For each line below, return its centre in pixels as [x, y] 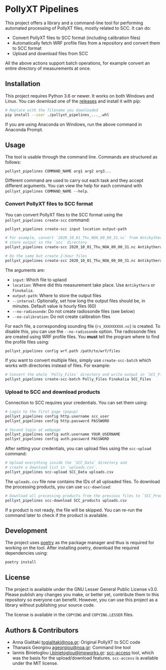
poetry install [21, 562]
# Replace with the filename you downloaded [52, 110]
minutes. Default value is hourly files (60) [54, 306]
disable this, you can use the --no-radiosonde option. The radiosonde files [81, 331]
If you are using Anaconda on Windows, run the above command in [74, 124]
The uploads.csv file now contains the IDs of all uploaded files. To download [83, 481]
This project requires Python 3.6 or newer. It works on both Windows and [80, 96]
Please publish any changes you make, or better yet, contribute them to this [82, 595]
